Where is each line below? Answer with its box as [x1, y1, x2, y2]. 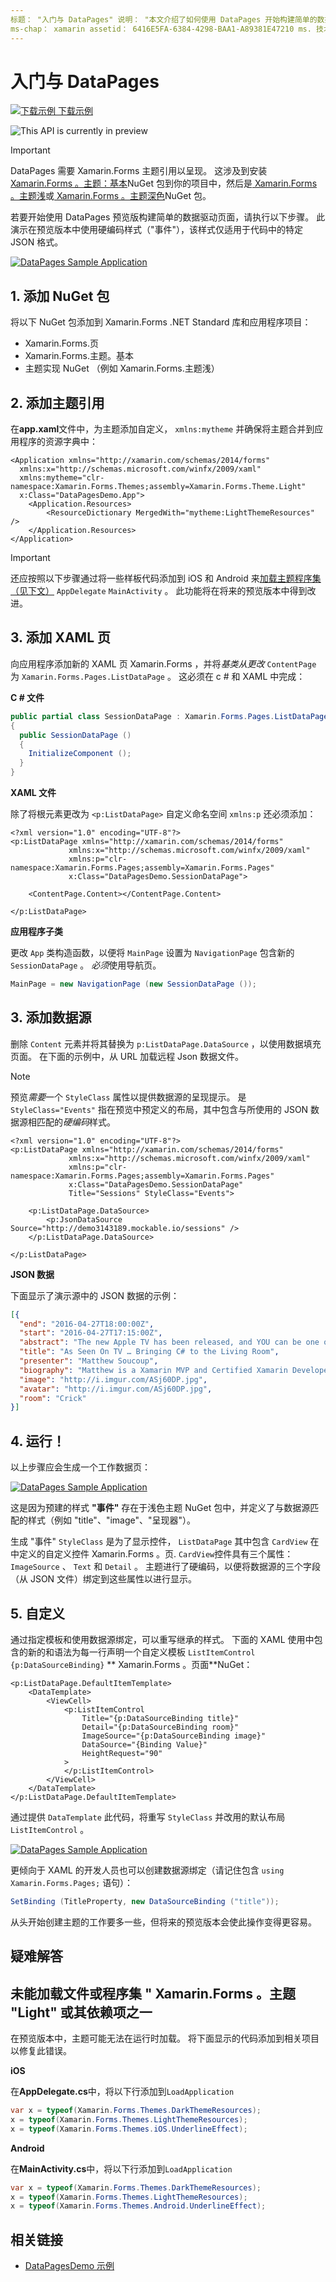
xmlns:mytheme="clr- [19, 473, 105, 483]
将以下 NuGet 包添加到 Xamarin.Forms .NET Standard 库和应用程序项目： [10, 316, 312, 328]
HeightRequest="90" [81, 1748, 163, 1758]
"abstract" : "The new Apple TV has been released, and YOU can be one [19, 1337, 320, 1348]
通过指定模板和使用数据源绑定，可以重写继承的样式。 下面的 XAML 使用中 [10, 1633, 315, 1645]
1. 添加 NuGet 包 [10, 287, 110, 305]
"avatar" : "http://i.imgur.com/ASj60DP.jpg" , [19, 1384, 213, 1394]
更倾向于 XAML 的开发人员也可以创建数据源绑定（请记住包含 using [10, 1864, 285, 1876]
